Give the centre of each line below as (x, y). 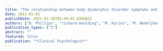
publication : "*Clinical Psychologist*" (47, 41)
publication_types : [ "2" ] (31, 28)
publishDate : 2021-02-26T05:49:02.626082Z (49, 18)
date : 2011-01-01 (23, 14)
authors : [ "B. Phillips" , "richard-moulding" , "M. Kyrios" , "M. (71, 23)
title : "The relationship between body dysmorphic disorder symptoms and (81, 9)
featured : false (21, 37)
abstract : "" (18, 32)
